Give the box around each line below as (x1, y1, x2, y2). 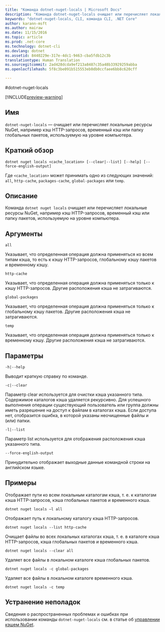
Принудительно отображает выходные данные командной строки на (5, 459, 151, 465)
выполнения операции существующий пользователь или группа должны (5, 402, 159, 408)
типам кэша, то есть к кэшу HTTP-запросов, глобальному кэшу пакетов (5, 257, 157, 263)
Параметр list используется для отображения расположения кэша (5, 436, 146, 442)
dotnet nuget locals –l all (5, 506, 63, 512)
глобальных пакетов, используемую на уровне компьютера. (5, 132, 133, 138)
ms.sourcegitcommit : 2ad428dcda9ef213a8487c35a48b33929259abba (5, 62, 137, 67)
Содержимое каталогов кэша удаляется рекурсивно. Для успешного (5, 397, 151, 403)
